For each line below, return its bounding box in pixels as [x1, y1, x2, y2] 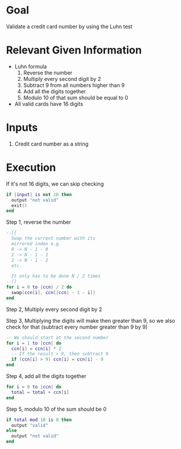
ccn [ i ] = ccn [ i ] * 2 [11, 346, 62, 352]
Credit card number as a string [14, 140, 89, 147]
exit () [11, 202, 28, 208]
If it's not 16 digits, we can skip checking [6, 180, 104, 187]
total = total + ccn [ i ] [11, 389, 69, 395]
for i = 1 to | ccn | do [6, 340, 62, 346]
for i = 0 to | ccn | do [6, 384, 62, 390]
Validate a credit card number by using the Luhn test [6, 23, 133, 30]
